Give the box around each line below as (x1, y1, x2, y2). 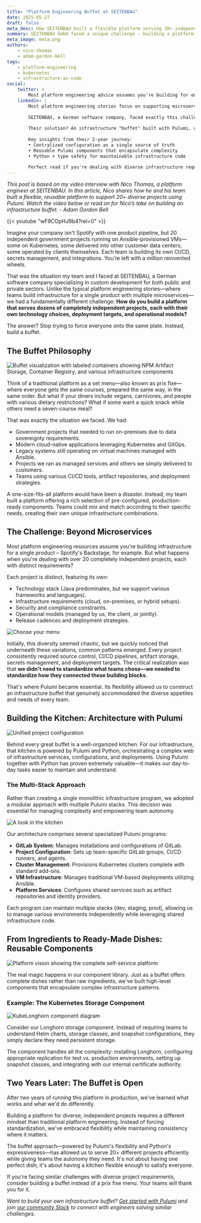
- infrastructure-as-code (17, 75, 82, 81)
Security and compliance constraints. (15, 604, 107, 611)
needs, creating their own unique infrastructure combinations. (7, 509, 159, 517)
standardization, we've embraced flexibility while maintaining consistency (7, 1124, 188, 1132)
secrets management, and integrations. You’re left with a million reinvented (7, 255, 190, 262)
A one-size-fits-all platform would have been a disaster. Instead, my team (7, 491, 187, 498)
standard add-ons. (15, 867, 61, 874)
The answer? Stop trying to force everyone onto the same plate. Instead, (7, 322, 185, 329)
